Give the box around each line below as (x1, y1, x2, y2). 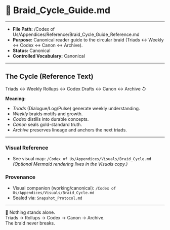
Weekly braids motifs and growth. (12, 111, 83, 117)
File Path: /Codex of (12, 26, 55, 32)
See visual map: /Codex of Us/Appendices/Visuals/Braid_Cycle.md (12, 156, 152, 162)
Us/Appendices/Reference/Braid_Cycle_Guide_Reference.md (12, 31, 140, 37)
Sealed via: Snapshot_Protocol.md (12, 195, 82, 201)
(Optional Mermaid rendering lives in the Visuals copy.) (12, 161, 128, 167)
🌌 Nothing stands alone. (5, 209, 56, 215)
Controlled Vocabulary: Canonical (12, 53, 85, 59)
